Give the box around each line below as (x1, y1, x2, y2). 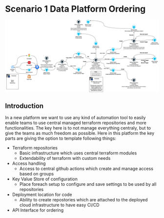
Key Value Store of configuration (12, 176, 78, 182)
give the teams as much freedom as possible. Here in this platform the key (5, 131, 155, 136)
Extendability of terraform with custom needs (19, 155, 111, 161)
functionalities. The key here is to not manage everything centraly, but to (5, 125, 151, 131)
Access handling (12, 160, 46, 166)
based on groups (19, 171, 54, 176)
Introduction (5, 102, 44, 110)
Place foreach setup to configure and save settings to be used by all (19, 181, 157, 187)
